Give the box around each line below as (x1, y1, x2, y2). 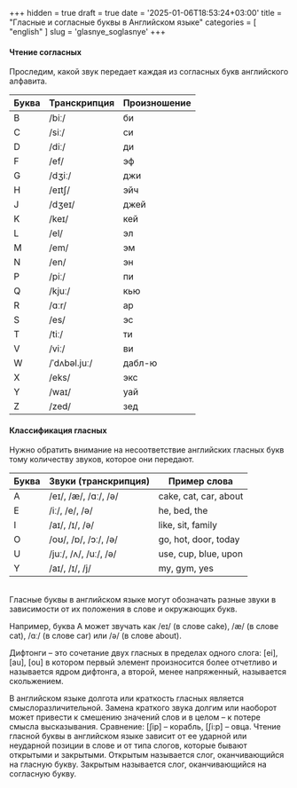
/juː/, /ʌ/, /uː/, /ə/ (48, 548, 117, 560)
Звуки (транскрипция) (48, 475, 151, 487)
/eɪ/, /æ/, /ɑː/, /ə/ (48, 490, 119, 502)
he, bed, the (158, 505, 208, 517)
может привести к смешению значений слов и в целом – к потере (9, 712, 262, 722)
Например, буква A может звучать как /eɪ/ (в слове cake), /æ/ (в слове (9, 621, 279, 632)
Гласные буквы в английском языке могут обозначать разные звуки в (9, 595, 277, 605)
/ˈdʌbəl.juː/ (48, 357, 93, 369)
